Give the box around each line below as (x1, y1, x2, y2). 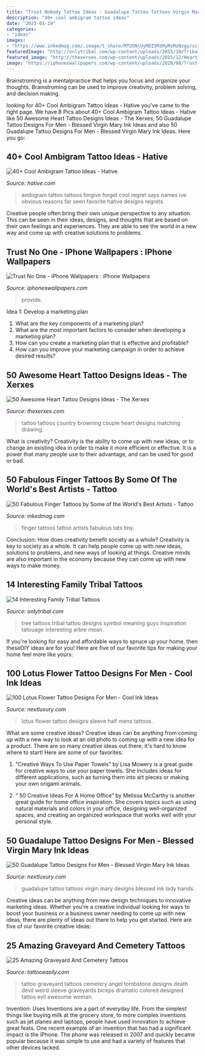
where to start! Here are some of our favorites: (6, 749, 123, 756)
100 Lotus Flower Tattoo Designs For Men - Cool (6, 668, 193, 678)
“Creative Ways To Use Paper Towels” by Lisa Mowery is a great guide (15, 761, 193, 768)
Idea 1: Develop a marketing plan (6, 308, 88, 315)
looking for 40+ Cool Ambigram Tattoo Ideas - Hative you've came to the (6, 101, 190, 109)
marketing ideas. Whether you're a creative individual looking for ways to (6, 903, 190, 911)
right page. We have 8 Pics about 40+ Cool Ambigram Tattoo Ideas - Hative (6, 108, 196, 115)
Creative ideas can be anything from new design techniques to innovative (6, 897, 192, 904)
